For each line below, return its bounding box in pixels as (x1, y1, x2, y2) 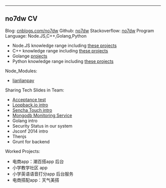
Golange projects (12, 53, 48, 59)
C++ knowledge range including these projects (12, 47, 108, 53)
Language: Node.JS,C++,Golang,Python (5, 33, 87, 39)
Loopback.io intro (12, 102, 48, 108)
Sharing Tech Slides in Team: (5, 87, 64, 93)
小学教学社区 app (12, 164, 48, 171)
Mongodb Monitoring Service (12, 112, 73, 118)
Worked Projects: (5, 148, 41, 154)
